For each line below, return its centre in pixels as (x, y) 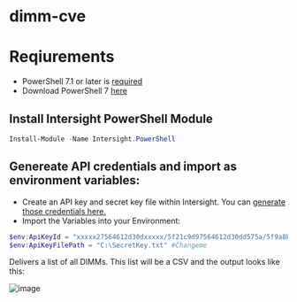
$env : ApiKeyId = (39, 236)
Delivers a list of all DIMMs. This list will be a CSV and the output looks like (145, 262)
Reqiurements (62, 57)
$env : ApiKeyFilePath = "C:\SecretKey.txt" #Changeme (108, 245)
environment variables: (75, 180)
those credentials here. (64, 211)
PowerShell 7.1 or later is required (82, 81)
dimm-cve (48, 16)
